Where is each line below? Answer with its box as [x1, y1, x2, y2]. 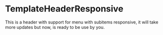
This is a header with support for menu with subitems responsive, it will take [5, 19, 159, 25]
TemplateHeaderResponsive [5, 3, 124, 14]
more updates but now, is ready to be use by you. [5, 24, 105, 30]
